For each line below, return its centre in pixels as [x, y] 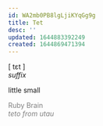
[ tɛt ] [17, 67]
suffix [17, 75]
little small [24, 90]
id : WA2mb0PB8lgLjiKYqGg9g [52, 15]
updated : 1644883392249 [47, 37]
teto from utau [31, 113]
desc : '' [22, 30]
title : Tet [26, 23]
